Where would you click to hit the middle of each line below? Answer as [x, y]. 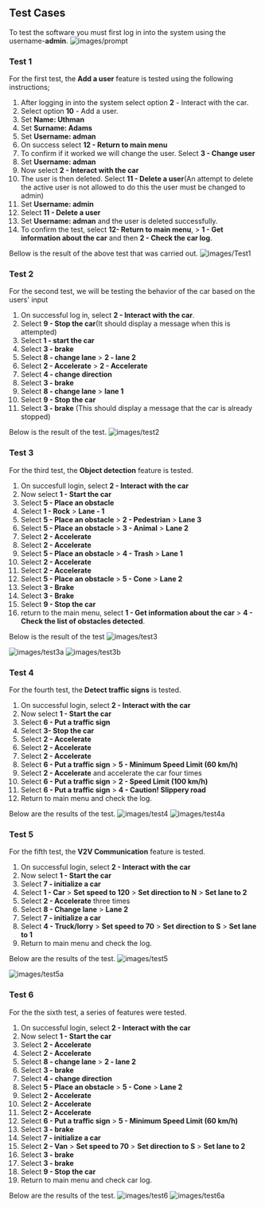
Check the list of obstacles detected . [83, 621]
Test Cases [37, 13]
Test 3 [21, 453]
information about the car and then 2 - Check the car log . [117, 238]
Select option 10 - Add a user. [69, 111]
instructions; [29, 88]
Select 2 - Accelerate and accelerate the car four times [111, 773]
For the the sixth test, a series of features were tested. [98, 1012]
